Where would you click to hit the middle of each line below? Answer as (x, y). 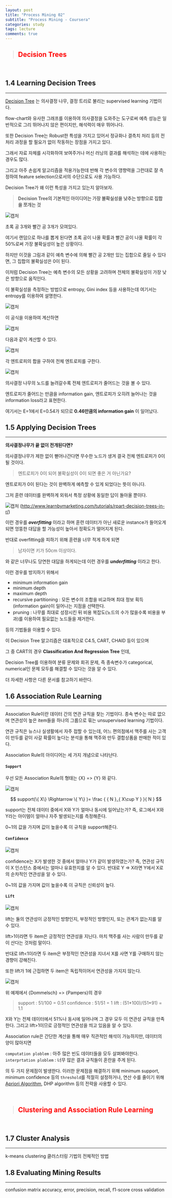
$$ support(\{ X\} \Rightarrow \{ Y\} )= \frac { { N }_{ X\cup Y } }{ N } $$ (86, 799)
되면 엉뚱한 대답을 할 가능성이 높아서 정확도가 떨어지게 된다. (65, 529)
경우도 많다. (17, 159)
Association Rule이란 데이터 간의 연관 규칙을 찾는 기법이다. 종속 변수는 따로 (81, 714)
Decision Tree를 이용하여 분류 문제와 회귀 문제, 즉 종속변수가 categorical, (79, 662)
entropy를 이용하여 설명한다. (34, 296)
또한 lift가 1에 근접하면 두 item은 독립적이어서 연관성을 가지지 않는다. (73, 971)
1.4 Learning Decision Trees (51, 83)
